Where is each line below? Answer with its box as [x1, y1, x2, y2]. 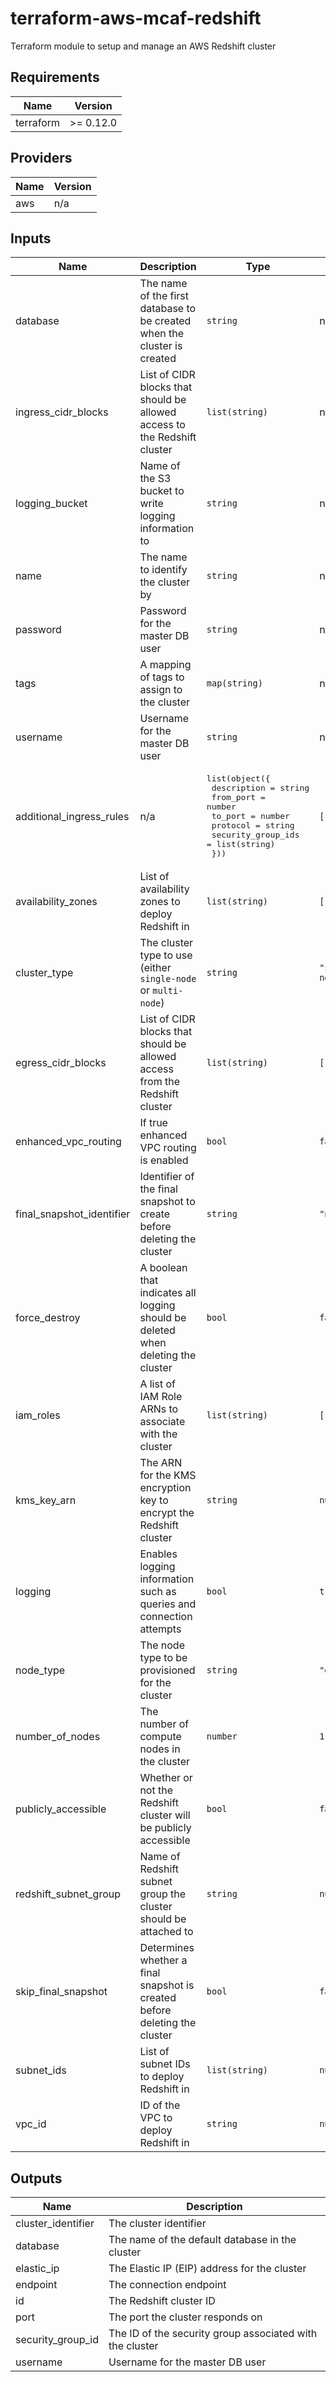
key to [139, 1493, 169, 1507]
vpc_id [15, 2117, 47, 2131]
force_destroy [15, 1311, 81, 1325]
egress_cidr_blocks [15, 1056, 107, 1070]
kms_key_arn [15, 1493, 77, 1507]
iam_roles [15, 1408, 61, 1422]
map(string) [206, 678, 263, 689]
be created [139, 314, 192, 328]
